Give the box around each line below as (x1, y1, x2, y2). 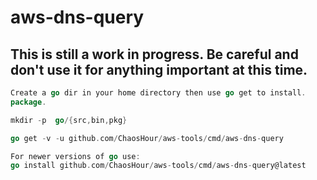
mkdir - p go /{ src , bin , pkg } (10, 115, 128, 125)
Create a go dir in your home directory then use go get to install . (10, 88, 307, 98)
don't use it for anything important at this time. (10, 61, 308, 78)
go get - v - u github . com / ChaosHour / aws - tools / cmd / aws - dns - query (10, 133, 284, 143)
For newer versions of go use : (10, 151, 141, 161)
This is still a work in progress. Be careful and (10, 46, 299, 63)
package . (10, 97, 47, 107)
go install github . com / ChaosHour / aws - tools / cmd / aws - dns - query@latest (10, 161, 307, 171)
